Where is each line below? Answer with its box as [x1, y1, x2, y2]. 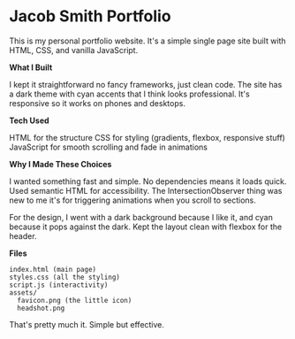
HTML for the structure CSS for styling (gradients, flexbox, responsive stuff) [9, 132, 285, 143]
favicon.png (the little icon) [17, 296, 132, 304]
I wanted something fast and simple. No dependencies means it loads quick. [9, 175, 287, 187]
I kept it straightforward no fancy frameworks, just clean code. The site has [9, 79, 283, 89]
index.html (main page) [9, 265, 97, 274]
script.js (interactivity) [9, 281, 109, 289]
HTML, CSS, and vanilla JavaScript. [9, 44, 139, 55]
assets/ [9, 288, 38, 297]
